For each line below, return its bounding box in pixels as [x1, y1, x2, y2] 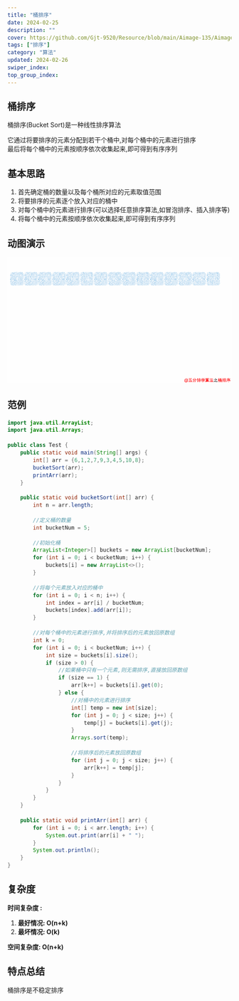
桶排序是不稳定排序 [7, 985, 64, 994]
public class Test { [7, 442, 69, 449]
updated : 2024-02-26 [7, 57, 69, 64]
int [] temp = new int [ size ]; [70, 704, 158, 711]
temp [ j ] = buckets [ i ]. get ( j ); [83, 719, 174, 726]
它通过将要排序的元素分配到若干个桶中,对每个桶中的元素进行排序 [7, 136, 197, 144]
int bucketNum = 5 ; [33, 524, 91, 531]
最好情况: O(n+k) [17, 918, 68, 927]
